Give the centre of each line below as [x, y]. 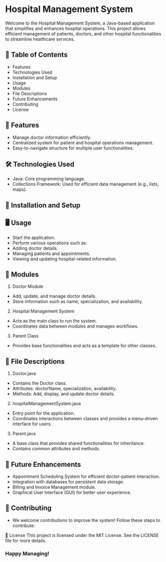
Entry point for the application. [44, 413]
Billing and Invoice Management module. [54, 487]
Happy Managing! [27, 553]
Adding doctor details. [35, 248]
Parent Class [25, 336]
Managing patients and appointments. [51, 253]
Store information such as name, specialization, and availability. [78, 302]
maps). [20, 189]
